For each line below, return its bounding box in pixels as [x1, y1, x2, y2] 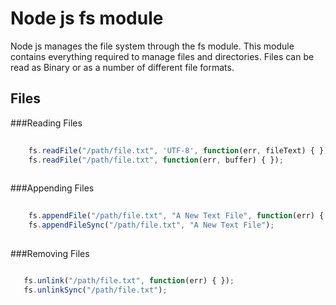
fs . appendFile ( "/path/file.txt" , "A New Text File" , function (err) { [28, 211, 325, 221]
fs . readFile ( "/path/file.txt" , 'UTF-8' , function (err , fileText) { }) [28, 145, 329, 156]
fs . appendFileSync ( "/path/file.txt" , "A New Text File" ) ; [28, 220, 275, 230]
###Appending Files [10, 182, 95, 194]
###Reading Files [10, 117, 83, 129]
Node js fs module [10, 7, 164, 30]
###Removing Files [10, 247, 90, 259]
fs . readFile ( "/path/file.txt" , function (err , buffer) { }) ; [28, 155, 284, 165]
